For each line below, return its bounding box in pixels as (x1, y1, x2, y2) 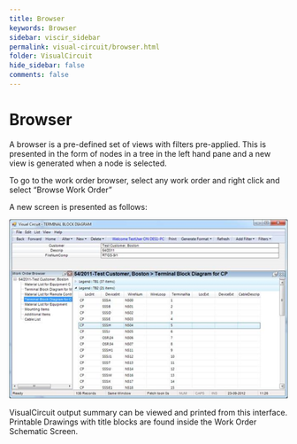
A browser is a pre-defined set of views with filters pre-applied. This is (9, 138, 267, 150)
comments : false (9, 71, 69, 80)
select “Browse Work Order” (9, 184, 112, 195)
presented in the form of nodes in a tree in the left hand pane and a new (9, 148, 271, 159)
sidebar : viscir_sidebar (9, 33, 101, 42)
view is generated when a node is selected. (9, 158, 167, 168)
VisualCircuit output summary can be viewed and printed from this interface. (9, 408, 288, 418)
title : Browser (9, 14, 65, 23)
